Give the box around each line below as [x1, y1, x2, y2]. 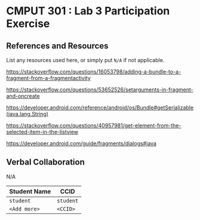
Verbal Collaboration [6, 157, 85, 167]
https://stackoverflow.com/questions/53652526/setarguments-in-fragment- [6, 86, 193, 93]
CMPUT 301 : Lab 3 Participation [6, 4, 170, 18]
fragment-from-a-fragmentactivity [6, 75, 91, 81]
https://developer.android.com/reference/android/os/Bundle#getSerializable [6, 104, 194, 111]
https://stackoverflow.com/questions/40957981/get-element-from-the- [6, 122, 181, 129]
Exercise [6, 17, 50, 30]
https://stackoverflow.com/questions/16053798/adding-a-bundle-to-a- [6, 68, 181, 75]
